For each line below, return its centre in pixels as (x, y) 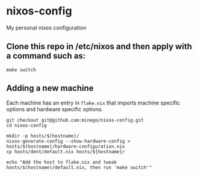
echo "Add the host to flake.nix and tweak (62, 162)
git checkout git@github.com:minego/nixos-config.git (75, 120)
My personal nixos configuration (46, 28)
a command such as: (46, 56)
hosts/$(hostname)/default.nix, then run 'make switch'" (79, 167)
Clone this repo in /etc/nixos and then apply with (99, 47)
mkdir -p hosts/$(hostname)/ (43, 136)
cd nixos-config (26, 125)
